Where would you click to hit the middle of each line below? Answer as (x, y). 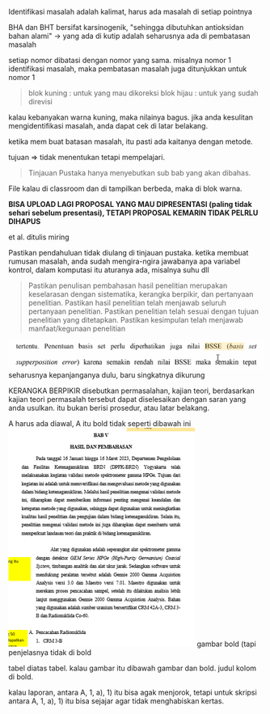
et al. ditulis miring (39, 237)
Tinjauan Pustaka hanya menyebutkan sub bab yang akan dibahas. (139, 173)
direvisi (40, 101)
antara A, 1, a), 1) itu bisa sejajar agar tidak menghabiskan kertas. (116, 701)
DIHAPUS (25, 221)
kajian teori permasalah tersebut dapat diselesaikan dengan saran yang (127, 399)
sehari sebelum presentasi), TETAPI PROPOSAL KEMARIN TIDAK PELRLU (133, 213)
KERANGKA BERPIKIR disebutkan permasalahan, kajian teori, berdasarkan (131, 391)
